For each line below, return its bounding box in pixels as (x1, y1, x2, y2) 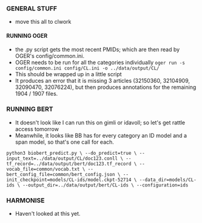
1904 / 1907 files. (15, 90, 58, 97)
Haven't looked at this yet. (15, 210, 81, 218)
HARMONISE (6, 196, 45, 205)
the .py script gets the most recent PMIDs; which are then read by (15, 46, 180, 53)
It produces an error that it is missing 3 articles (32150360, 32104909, (15, 77, 190, 84)
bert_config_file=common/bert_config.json (6, 171, 115, 177)
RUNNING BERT (6, 105, 53, 113)
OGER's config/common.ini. (15, 52, 85, 59)
